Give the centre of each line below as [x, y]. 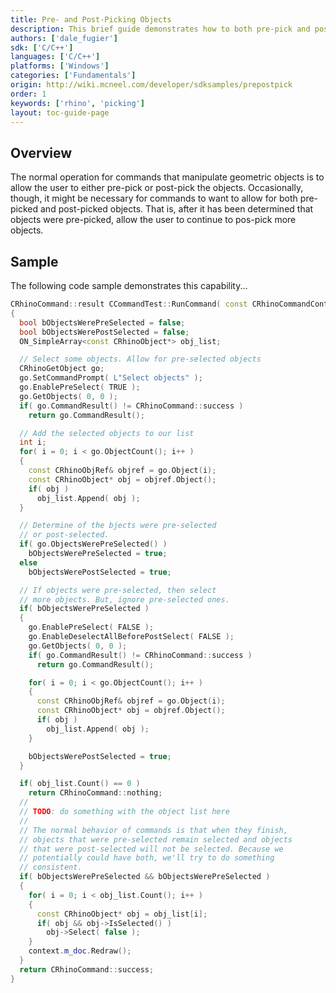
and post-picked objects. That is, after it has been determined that [177, 209]
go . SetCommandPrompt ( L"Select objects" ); [111, 378]
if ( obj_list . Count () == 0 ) [80, 784]
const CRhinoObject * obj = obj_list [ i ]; [122, 914]
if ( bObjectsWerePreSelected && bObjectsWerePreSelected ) [145, 877]
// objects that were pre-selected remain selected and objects [156, 839]
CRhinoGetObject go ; [62, 369]
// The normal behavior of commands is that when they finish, [153, 830]
